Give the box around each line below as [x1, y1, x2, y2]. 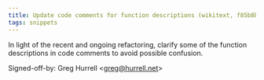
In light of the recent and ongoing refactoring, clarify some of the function [8, 40, 247, 49]
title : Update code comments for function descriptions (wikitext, [8, 11, 234, 19]
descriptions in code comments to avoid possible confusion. [8, 48, 203, 57]
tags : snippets [8, 19, 58, 26]
